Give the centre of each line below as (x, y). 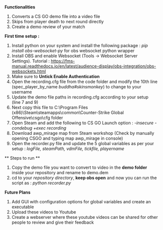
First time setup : (22, 36)
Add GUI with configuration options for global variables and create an (81, 202)
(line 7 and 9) (25, 102)
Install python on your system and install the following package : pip (80, 45)
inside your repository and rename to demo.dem (60, 172)
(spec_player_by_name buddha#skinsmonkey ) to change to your (76, 87)
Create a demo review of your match (48, 27)
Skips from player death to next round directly (58, 22)
